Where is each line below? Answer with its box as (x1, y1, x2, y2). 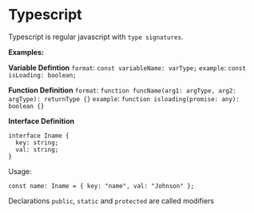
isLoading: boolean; (8, 71, 77, 79)
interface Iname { (8, 132, 69, 140)
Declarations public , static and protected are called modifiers (8, 195, 214, 205)
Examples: (8, 47, 44, 57)
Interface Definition (8, 116, 74, 125)
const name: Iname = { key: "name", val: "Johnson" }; (8, 182, 195, 190)
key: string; (15, 138, 59, 147)
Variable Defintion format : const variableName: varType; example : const (8, 62, 246, 73)
